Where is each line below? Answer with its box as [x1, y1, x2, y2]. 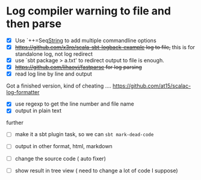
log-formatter [6, 89, 40, 96]
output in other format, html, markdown [14, 143, 113, 150]
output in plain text [14, 107, 62, 115]
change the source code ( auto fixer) [14, 155, 107, 162]
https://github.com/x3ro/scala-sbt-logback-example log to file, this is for [14, 44, 196, 50]
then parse [6, 17, 62, 31]
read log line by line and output [14, 70, 92, 77]
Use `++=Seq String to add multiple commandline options [14, 37, 156, 44]
